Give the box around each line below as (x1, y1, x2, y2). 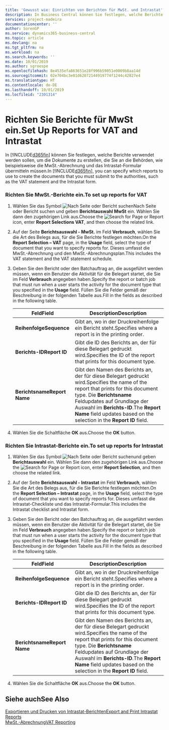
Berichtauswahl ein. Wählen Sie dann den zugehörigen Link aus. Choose (12, 459, 163, 465)
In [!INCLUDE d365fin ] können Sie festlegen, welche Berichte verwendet (5, 152, 154, 158)
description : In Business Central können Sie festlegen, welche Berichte (5, 12, 163, 17)
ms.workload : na (5, 50, 39, 55)
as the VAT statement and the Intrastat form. (5, 179, 97, 185)
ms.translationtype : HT (5, 78, 55, 83)
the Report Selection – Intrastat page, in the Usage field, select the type (12, 490, 163, 496)
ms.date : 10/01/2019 (5, 59, 49, 64)
